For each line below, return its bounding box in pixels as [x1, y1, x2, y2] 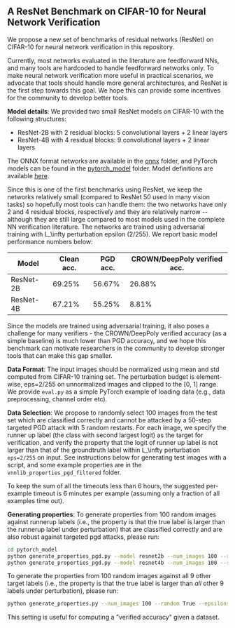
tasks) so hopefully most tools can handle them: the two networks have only [7, 200, 227, 208]
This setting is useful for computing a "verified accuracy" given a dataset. [7, 613, 220, 622]
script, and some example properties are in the [7, 460, 142, 469]
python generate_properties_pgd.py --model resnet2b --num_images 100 [7, 552, 218, 560]
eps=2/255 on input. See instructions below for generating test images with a [7, 453, 227, 462]
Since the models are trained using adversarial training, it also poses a [7, 321, 210, 330]
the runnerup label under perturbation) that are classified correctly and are [7, 525, 222, 533]
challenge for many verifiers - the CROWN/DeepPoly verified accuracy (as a [7, 329, 227, 338]
